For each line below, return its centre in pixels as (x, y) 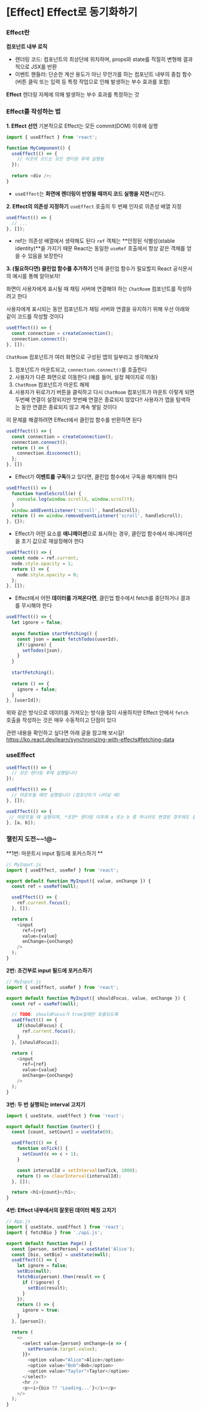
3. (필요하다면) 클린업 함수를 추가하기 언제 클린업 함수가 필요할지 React (89, 269)
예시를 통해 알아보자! (36, 276)
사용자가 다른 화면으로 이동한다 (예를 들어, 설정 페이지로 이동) (86, 377)
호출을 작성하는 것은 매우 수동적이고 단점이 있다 (61, 720)
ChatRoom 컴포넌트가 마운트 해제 (52, 385)
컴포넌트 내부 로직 (27, 47)
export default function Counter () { (53, 1127)
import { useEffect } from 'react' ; (52, 137)
